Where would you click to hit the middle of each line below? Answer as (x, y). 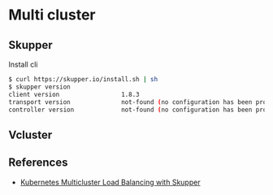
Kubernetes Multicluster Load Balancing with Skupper (110, 182)
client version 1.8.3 (74, 94)
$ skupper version (39, 87)
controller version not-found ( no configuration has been (130, 110)
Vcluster (30, 134)
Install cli (23, 64)
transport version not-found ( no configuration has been (130, 102)
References (38, 163)
